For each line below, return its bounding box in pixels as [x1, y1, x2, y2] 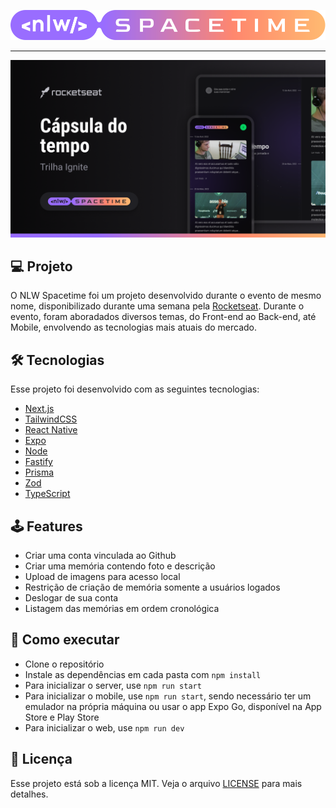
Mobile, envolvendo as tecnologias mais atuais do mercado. [10, 321, 258, 334]
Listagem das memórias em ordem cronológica [24, 603, 220, 615]
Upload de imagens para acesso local [24, 571, 181, 583]
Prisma [24, 466, 55, 479]
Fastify [24, 456, 53, 468]
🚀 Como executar [10, 631, 120, 649]
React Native [24, 424, 78, 436]
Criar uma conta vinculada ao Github [24, 550, 177, 562]
